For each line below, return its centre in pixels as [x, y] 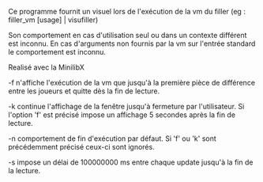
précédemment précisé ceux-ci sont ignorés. [82, 147]
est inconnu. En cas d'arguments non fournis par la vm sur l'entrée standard [132, 44]
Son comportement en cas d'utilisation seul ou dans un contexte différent [128, 35]
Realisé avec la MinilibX [46, 67]
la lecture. [24, 171]
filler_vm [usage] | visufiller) [53, 20]
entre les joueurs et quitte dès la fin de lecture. [84, 91]
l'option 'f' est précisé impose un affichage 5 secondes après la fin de [122, 115]
